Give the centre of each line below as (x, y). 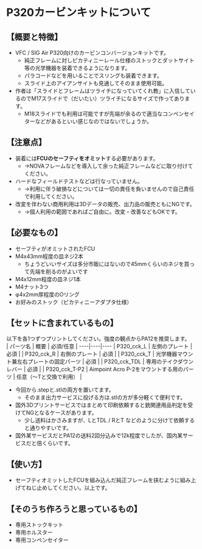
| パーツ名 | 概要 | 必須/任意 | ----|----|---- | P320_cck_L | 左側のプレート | (99, 346)
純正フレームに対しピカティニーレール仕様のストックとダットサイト (109, 60)
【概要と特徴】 (34, 37)
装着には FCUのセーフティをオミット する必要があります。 (87, 158)
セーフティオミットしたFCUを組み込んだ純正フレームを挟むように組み (103, 480)
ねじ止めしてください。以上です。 (68, 488)
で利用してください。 (51, 196)
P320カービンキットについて (78, 13)
